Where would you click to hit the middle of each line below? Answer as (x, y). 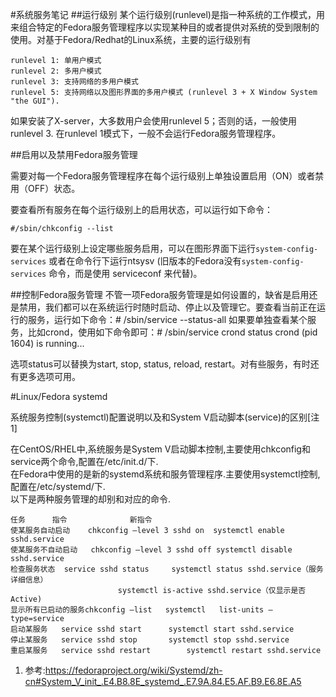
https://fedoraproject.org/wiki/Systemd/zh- (133, 670)
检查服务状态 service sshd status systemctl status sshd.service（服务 (167, 569)
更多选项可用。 (49, 376)
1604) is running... (47, 343)
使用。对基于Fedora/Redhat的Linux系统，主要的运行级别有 (131, 39)
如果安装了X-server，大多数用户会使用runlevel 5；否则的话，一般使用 (154, 121)
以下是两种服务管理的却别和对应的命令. (91, 499)
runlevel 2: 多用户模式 (56, 71)
